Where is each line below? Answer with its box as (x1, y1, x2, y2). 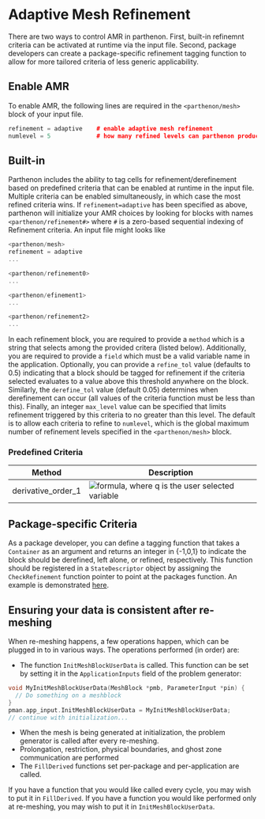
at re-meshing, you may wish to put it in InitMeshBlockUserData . (8, 802, 215, 812)
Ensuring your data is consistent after (8, 603, 197, 616)
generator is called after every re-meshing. (19, 736, 159, 745)
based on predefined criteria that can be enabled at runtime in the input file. (8, 184, 255, 193)
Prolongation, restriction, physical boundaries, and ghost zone (19, 745, 222, 754)
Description (148, 467, 194, 478)
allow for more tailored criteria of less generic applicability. (8, 57, 200, 66)
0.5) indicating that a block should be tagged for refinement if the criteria (8, 368, 245, 377)
